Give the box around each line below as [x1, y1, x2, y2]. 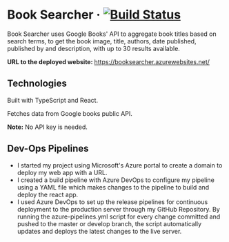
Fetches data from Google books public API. [7, 109, 132, 117]
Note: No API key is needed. [7, 123, 88, 131]
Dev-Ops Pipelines [7, 143, 89, 154]
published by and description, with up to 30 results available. [7, 44, 181, 52]
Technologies [7, 78, 68, 90]
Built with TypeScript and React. [7, 96, 99, 104]
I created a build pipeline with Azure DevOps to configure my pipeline [17, 176, 215, 184]
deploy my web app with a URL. [17, 168, 108, 177]
